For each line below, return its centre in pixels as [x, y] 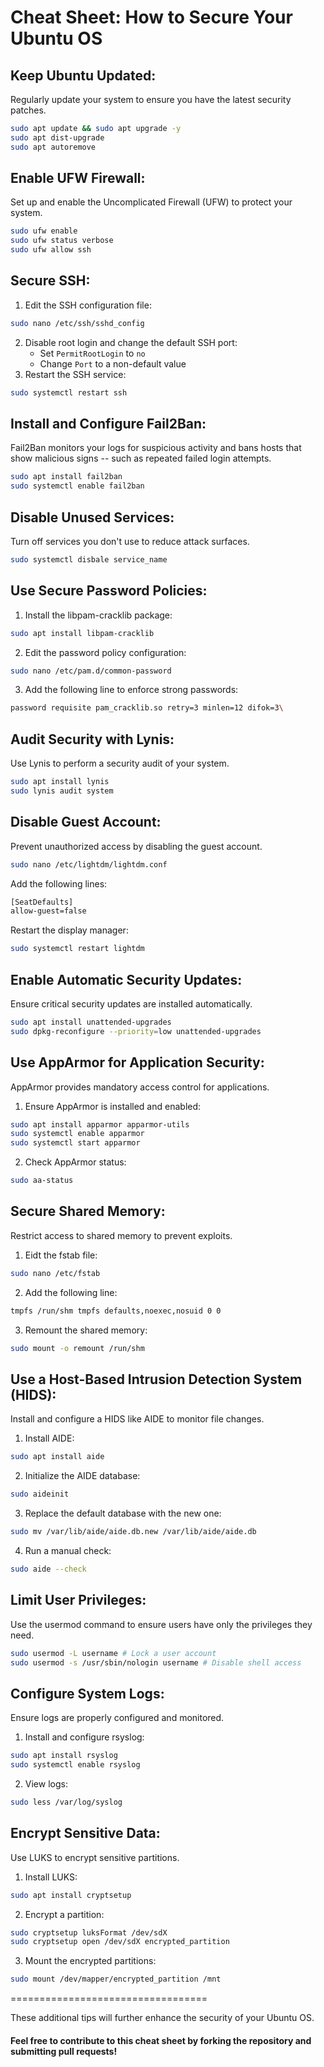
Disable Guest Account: [86, 822]
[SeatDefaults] [42, 902]
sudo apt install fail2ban [66, 477]
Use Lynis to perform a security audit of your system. [120, 763]
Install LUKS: [51, 1877]
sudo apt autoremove [53, 147]
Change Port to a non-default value [113, 363]
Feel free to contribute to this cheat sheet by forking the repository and [161, 2040]
